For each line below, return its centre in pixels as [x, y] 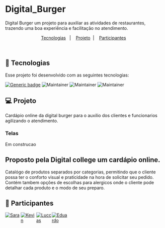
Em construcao [21, 144]
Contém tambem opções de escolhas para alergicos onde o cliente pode [80, 182]
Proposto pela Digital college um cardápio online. [83, 160]
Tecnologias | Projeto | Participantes [83, 38]
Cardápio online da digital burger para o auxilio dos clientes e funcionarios [81, 115]
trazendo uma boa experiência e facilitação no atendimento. [67, 28]
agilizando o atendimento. [32, 121]
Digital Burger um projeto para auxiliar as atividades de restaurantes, [75, 23]
